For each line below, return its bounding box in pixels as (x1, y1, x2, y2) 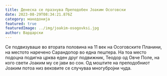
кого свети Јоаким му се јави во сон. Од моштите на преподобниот (5, 60, 151, 66)
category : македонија (5, 16, 50, 21)
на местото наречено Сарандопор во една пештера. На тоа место (5, 49, 147, 55)
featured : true (5, 21, 37, 26)
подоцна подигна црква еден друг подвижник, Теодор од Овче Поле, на (5, 55, 160, 60)
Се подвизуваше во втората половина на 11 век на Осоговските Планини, (5, 44, 162, 50)
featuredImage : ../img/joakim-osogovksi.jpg (5, 26, 99, 31)
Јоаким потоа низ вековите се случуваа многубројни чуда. (5, 65, 132, 71)
